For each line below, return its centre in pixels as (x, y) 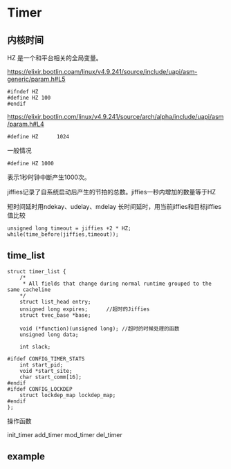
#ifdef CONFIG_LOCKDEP (40, 389)
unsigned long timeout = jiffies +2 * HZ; (69, 228)
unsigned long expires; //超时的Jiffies (85, 309)
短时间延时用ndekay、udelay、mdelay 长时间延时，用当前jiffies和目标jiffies (114, 206)
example (26, 457)
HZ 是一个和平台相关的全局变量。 (55, 58)
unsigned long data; (49, 334)
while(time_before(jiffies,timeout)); (63, 234)
